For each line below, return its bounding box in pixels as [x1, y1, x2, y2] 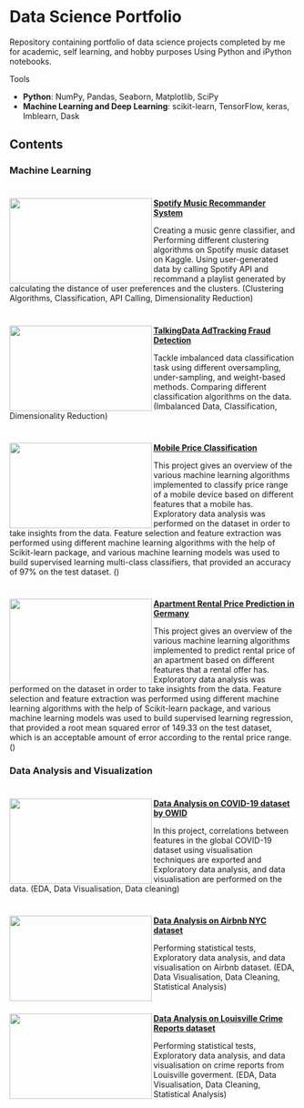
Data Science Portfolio [9, 6, 182, 27]
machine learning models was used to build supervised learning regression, [9, 713, 294, 723]
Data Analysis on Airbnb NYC [153, 915, 267, 926]
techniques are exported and [153, 854, 262, 866]
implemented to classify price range [153, 479, 289, 490]
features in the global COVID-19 [153, 835, 272, 846]
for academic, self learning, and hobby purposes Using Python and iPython [9, 46, 292, 56]
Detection [153, 334, 192, 345]
